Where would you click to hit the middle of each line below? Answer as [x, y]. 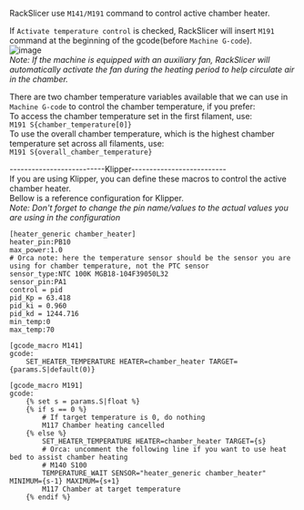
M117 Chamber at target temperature [111, 489]
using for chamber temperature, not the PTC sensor [109, 266]
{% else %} [46, 433]
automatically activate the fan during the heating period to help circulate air [152, 69]
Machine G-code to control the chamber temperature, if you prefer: [132, 107]
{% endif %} [48, 497]
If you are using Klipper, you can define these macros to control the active [148, 178]
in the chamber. [39, 79]
